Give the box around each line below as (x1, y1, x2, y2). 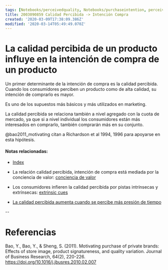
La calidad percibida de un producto (5, 43, 157, 54)
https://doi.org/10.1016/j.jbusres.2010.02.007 (5, 259, 96, 265)
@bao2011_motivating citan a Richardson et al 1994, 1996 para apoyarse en (5, 131, 160, 138)
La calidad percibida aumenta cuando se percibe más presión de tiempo (12, 199, 161, 205)
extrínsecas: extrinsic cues (12, 189, 68, 196)
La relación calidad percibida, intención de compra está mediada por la (12, 169, 159, 175)
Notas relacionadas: (5, 148, 48, 154)
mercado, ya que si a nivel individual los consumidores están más (5, 116, 140, 122)
